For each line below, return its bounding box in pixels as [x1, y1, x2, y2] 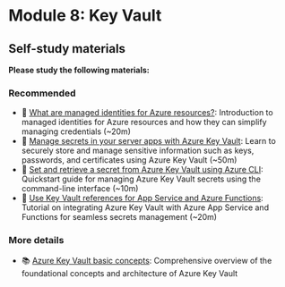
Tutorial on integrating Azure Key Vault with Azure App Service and [21, 202, 270, 213]
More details [8, 234, 65, 247]
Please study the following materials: [8, 64, 150, 75]
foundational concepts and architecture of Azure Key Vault [21, 267, 238, 278]
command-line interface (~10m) [21, 183, 139, 194]
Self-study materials [8, 41, 126, 56]
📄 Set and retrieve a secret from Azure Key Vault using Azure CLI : [21, 165, 263, 175]
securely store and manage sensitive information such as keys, [21, 145, 255, 156]
